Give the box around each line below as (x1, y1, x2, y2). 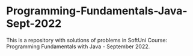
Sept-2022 (6, 17, 62, 30)
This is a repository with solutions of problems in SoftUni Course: (6, 36, 167, 43)
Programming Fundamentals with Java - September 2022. (6, 43, 150, 50)
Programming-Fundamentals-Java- (6, 4, 188, 18)
